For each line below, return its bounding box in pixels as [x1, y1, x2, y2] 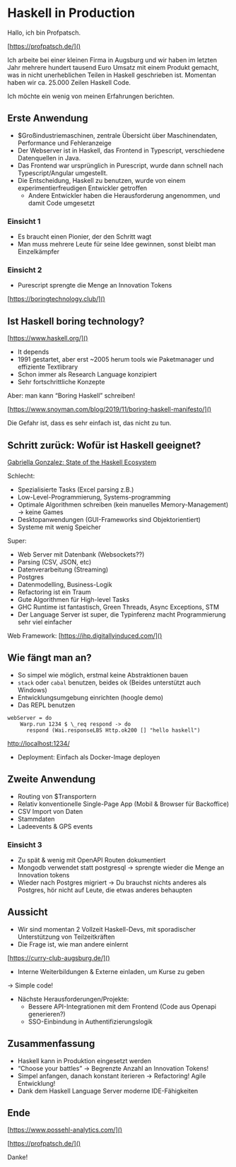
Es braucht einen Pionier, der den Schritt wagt [17, 232, 152, 241]
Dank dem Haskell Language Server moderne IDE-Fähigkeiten [17, 1086, 199, 1095]
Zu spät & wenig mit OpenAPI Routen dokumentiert [17, 855, 166, 864]
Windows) [17, 685, 47, 694]
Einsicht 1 [7, 216, 41, 226]
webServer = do [7, 714, 52, 721]
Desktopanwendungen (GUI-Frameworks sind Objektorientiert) [17, 515, 201, 523]
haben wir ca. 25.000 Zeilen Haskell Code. [7, 78, 131, 86]
